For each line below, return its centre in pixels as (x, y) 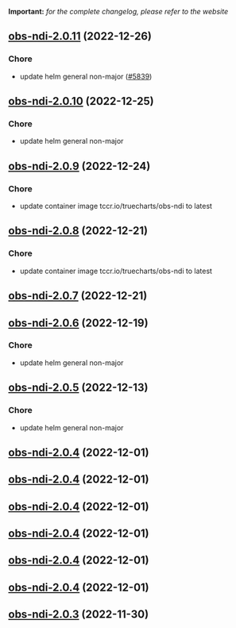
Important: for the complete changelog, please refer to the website (118, 12)
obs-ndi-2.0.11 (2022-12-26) (80, 36)
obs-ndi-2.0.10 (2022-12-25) (81, 101)
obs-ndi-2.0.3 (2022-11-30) (79, 615)
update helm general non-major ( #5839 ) (86, 76)
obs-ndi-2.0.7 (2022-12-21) (78, 296)
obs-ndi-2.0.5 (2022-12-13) (78, 388)
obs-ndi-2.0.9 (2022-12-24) (79, 166)
